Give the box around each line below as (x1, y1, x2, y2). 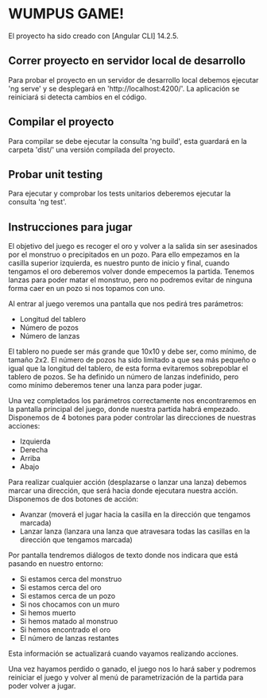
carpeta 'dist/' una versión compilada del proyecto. (8, 145, 176, 154)
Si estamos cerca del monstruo (19, 574, 122, 584)
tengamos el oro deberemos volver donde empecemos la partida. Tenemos (8, 267, 255, 277)
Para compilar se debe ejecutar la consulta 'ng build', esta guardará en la (8, 136, 248, 145)
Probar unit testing (8, 168, 103, 181)
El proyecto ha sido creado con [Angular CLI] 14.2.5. (8, 31, 179, 41)
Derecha (19, 445, 48, 455)
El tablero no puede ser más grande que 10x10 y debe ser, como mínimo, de (8, 347, 257, 356)
